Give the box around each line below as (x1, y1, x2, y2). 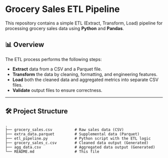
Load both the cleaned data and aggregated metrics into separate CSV (12, 76, 159, 82)
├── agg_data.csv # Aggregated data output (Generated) (5, 144, 155, 149)
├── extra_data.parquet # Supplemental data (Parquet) (5, 131, 140, 136)
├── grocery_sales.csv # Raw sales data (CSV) (5, 127, 124, 132)
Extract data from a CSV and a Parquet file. (12, 66, 102, 72)
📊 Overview (5, 40, 44, 49)
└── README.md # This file (5, 149, 99, 154)
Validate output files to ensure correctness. (12, 87, 102, 93)
